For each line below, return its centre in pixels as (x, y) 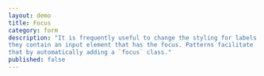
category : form (33, 30)
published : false (37, 60)
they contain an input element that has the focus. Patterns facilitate (131, 45)
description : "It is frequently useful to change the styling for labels (133, 38)
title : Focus (30, 23)
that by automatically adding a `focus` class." (90, 52)
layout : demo (30, 15)
